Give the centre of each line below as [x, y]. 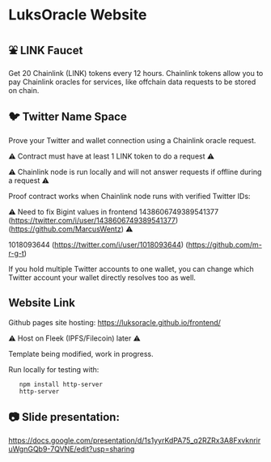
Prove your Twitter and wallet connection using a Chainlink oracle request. [132, 140]
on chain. [24, 90]
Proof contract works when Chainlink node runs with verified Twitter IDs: [129, 196]
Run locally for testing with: [54, 369]
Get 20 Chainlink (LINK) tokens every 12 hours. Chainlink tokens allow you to [136, 73]
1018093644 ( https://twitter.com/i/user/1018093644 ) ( [98, 244]
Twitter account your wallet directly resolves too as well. [102, 278]
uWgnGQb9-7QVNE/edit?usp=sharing [72, 449]
